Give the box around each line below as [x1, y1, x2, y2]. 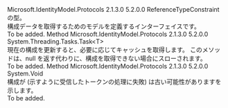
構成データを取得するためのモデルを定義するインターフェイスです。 [7, 22, 201, 30]
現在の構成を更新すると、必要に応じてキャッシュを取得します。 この [7, 46, 202, 53]
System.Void [7, 69, 44, 78]
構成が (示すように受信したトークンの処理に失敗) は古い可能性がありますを [7, 78, 222, 86]
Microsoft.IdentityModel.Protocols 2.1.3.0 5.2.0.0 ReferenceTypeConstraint [7, 6, 220, 13]
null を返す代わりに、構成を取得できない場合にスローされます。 [25, 54, 207, 62]
